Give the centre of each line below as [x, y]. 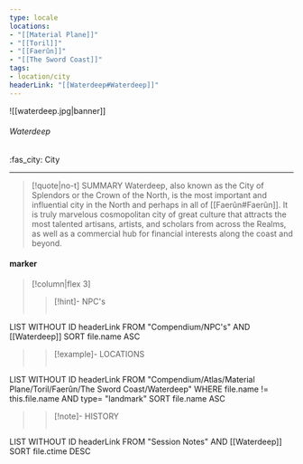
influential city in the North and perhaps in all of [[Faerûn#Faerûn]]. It [160, 204]
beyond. [47, 243]
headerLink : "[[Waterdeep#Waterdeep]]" [84, 85]
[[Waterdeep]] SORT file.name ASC [75, 336]
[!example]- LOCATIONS [99, 355]
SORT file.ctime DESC [50, 451]
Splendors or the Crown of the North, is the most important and [149, 194]
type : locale [34, 18]
